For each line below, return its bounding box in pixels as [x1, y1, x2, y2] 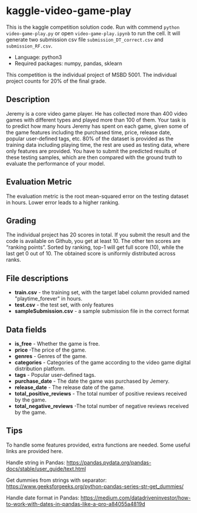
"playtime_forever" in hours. [14, 295, 83, 302]
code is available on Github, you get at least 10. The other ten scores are [6, 238, 181, 245]
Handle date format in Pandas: [6, 494, 80, 501]
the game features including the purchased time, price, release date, [6, 129, 172, 136]
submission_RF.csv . [6, 42, 53, 49]
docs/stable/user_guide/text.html [6, 465, 86, 472]
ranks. [6, 256, 22, 264]
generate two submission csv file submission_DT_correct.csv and [6, 36, 164, 43]
